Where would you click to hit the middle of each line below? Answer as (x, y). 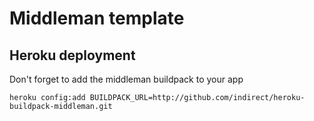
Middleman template (97, 18)
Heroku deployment (72, 55)
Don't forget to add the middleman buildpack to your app (126, 79)
